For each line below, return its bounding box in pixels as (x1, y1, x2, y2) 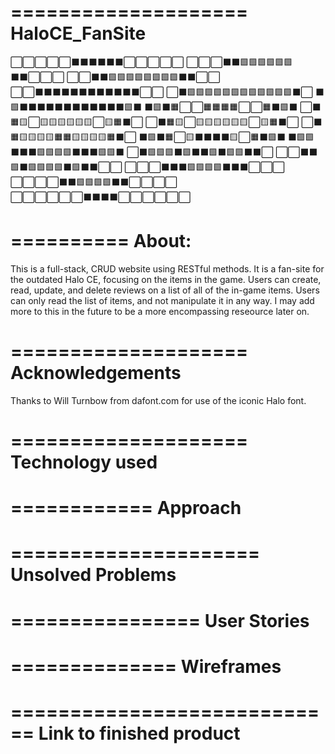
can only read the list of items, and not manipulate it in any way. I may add (10, 294, 315, 306)
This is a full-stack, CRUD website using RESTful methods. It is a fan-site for (10, 262, 325, 275)
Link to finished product (38, 722, 241, 745)
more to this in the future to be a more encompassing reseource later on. (10, 305, 310, 317)
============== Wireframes (10, 655, 282, 678)
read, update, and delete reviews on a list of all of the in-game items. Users (10, 284, 320, 296)
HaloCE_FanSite (10, 22, 147, 45)
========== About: (10, 230, 192, 253)
